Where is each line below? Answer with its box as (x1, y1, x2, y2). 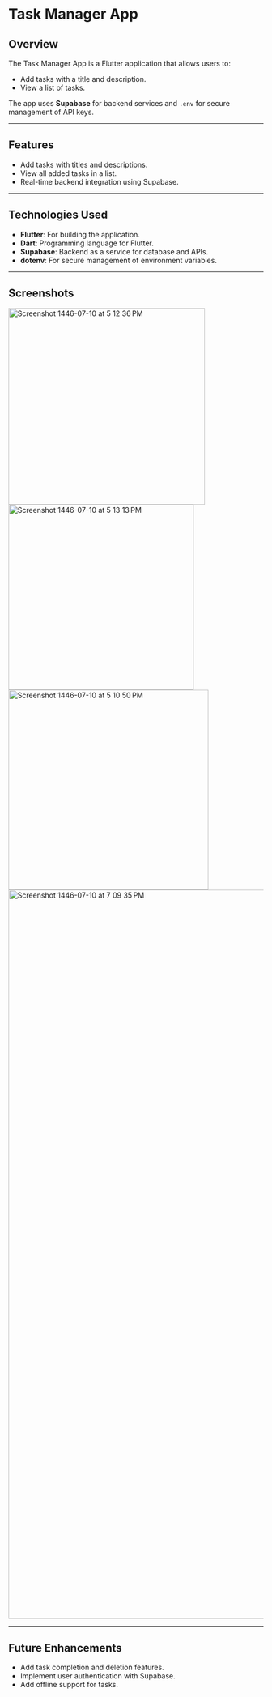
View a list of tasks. (19, 83, 86, 92)
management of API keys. (8, 107, 95, 117)
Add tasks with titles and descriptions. (19, 160, 148, 169)
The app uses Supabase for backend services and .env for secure (8, 99, 231, 108)
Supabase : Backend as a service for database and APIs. (19, 246, 209, 256)
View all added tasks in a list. (19, 168, 117, 178)
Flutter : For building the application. (19, 229, 140, 239)
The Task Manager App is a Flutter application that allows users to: (8, 58, 231, 68)
